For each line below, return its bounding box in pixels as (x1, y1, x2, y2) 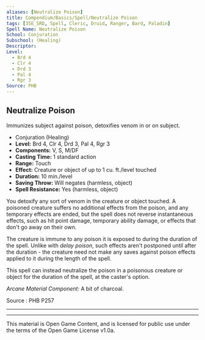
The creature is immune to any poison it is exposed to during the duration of (6, 235, 198, 242)
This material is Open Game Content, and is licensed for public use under (6, 320, 190, 327)
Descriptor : (6, 43, 37, 50)
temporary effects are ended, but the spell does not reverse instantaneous (6, 210, 193, 218)
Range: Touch (15, 160, 51, 167)
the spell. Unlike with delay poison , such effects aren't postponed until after (6, 242, 196, 249)
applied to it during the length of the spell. (6, 254, 112, 262)
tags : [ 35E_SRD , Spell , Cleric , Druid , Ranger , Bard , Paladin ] (6, 20, 171, 26)
